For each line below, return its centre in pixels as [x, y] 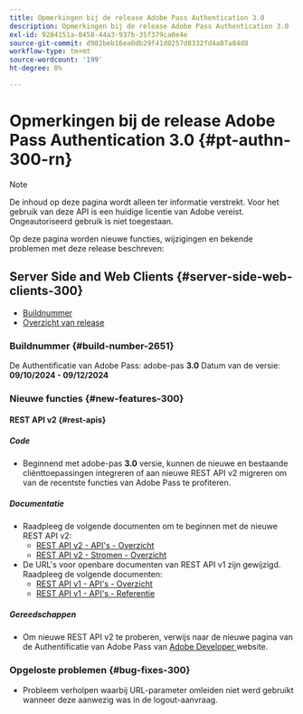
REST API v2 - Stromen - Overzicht [101, 555]
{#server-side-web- [234, 277]
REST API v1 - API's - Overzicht [95, 584]
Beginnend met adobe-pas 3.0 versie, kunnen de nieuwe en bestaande [155, 463]
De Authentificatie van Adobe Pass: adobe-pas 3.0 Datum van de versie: [145, 365]
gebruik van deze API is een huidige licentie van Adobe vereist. [127, 211]
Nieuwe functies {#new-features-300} [97, 398]
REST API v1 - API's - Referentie [95, 594]
